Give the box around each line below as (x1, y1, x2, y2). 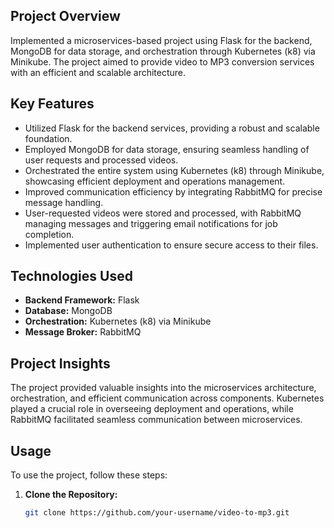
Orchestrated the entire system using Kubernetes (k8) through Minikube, (24, 164, 325, 176)
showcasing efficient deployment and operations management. (24, 175, 286, 187)
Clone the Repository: (24, 489, 118, 501)
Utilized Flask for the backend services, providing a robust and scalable (24, 122, 320, 134)
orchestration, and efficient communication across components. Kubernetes (10, 392, 325, 404)
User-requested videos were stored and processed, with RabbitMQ (24, 207, 302, 219)
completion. (24, 228, 75, 240)
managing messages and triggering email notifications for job (24, 217, 278, 229)
